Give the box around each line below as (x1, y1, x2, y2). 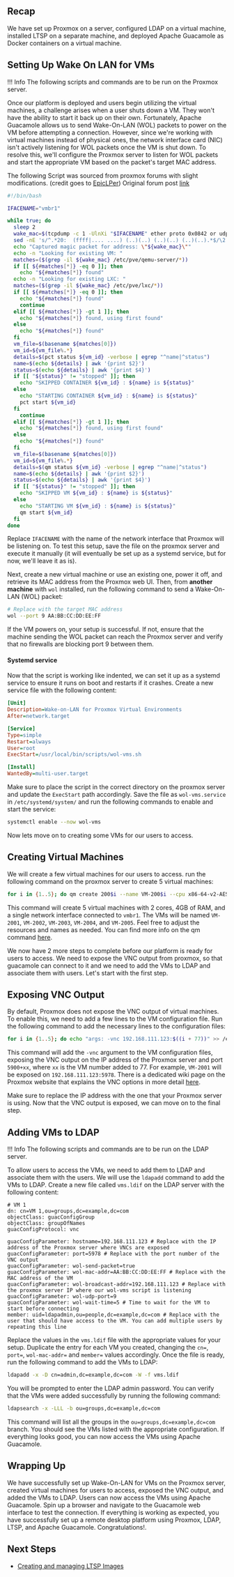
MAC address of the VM (7, 1275, 73, 1282)
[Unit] (7, 700, 26, 707)
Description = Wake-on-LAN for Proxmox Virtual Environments (7, 706, 182, 713)
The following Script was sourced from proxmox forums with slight (7, 171, 198, 180)
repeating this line (7, 1324, 68, 1331)
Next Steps (7, 1544, 56, 1555)
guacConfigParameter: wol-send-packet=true (7, 1263, 136, 1270)
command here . (7, 933, 53, 941)
